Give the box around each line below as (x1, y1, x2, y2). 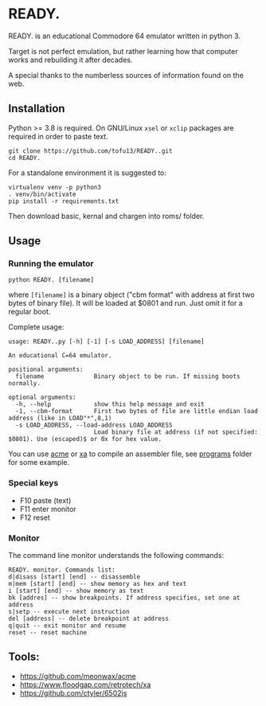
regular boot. (8, 307, 51, 317)
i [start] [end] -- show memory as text (8, 587, 145, 595)
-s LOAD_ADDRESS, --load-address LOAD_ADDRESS (15, 421, 173, 430)
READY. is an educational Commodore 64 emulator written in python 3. (8, 31, 241, 41)
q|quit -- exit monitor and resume (8, 622, 127, 630)
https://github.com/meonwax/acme (19, 671, 137, 681)
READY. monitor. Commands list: (8, 566, 115, 574)
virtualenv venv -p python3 (8, 183, 102, 191)
